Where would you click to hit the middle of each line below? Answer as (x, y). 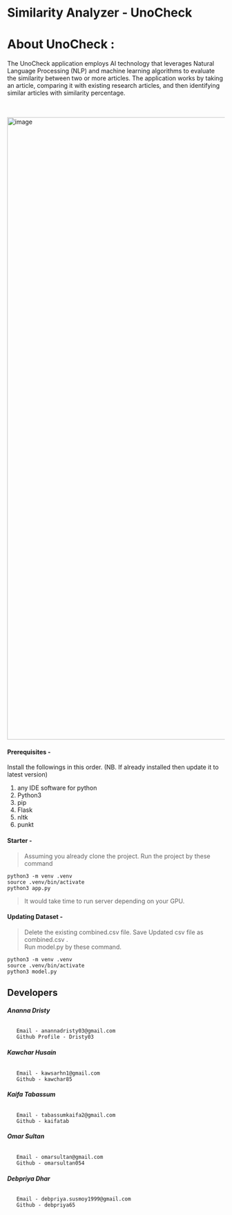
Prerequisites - (29, 752)
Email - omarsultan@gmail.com (60, 1157)
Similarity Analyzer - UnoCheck (100, 13)
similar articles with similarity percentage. (66, 93)
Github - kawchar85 (44, 1079)
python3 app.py (29, 888)
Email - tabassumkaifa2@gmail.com (66, 1115)
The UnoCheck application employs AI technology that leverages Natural (111, 64)
